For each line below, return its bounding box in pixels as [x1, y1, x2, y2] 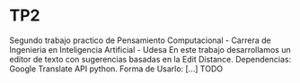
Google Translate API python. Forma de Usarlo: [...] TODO [9, 63, 223, 74]
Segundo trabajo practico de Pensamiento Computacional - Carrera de [9, 35, 271, 46]
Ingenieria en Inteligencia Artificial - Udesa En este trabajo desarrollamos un [9, 44, 291, 54]
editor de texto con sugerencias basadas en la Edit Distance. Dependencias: [9, 54, 292, 64]
